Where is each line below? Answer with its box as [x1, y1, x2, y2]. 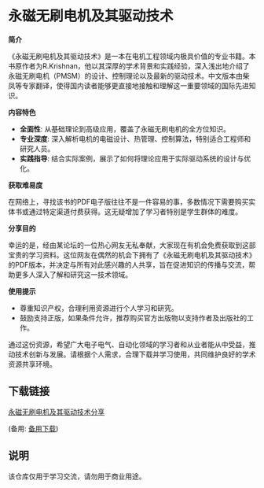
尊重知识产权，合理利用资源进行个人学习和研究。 [19, 303, 178, 312]
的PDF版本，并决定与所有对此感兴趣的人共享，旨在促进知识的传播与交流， [8, 260, 249, 269]
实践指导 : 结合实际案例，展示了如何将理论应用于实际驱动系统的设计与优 [19, 153, 251, 163]
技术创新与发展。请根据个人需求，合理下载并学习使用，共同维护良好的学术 [14, 349, 256, 359]
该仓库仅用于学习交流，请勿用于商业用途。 [8, 471, 146, 481]
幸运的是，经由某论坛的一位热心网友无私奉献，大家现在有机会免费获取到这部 [8, 240, 256, 250]
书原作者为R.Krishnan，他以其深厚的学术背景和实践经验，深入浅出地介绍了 [8, 61, 250, 71]
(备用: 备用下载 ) [8, 423, 59, 433]
